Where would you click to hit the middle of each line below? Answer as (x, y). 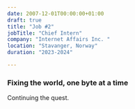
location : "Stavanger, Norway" (53, 46)
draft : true (24, 20)
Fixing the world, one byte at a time (68, 83)
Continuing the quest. (38, 98)
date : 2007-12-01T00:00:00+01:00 (56, 14)
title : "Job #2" (31, 26)
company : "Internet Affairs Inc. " (59, 40)
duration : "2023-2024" (40, 53)
